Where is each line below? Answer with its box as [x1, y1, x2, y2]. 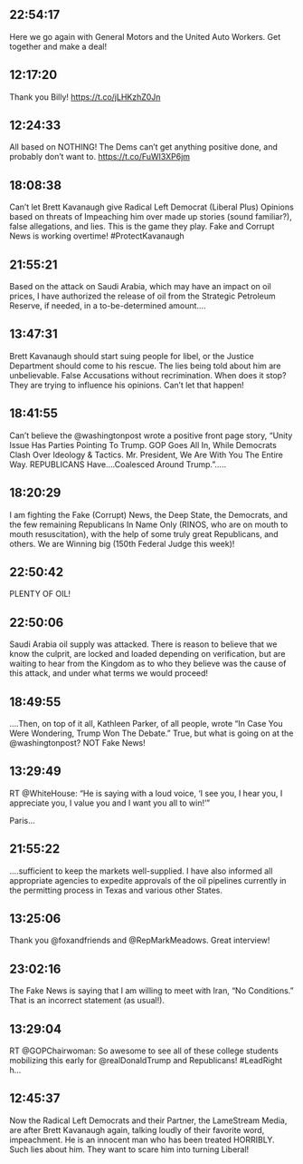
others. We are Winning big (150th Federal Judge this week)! [9, 538, 235, 549]
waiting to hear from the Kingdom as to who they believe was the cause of [9, 658, 287, 670]
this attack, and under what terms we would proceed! [9, 668, 209, 679]
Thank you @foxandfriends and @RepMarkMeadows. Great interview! [9, 934, 270, 946]
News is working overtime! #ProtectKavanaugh [9, 230, 185, 241]
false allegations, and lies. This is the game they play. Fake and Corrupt [9, 221, 275, 232]
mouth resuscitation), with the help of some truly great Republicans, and [9, 528, 279, 539]
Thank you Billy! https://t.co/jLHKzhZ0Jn [9, 91, 161, 103]
